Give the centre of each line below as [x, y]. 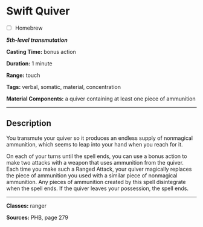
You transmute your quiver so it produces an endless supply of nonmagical [100, 138]
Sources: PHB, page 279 [37, 217]
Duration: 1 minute [29, 64]
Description [29, 123]
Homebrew [29, 28]
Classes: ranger [27, 206]
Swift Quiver [38, 11]
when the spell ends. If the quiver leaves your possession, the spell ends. [98, 188]
